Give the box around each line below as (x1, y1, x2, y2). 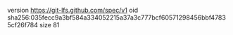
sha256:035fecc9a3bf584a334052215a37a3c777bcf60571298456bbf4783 (7, 13, 227, 22)
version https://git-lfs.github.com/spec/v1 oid (7, 6, 139, 14)
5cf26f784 (7, 21, 39, 29)
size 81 (39, 21, 60, 29)
